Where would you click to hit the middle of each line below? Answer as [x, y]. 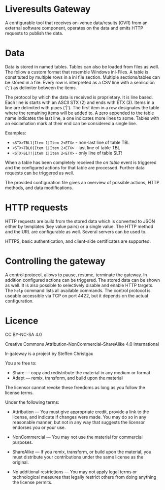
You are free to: [21, 363]
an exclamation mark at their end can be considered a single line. [71, 123]
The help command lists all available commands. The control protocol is [78, 290]
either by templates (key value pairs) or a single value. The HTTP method [79, 226]
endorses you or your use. [39, 427]
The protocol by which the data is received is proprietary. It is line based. [79, 97]
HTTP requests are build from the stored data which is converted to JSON [80, 221]
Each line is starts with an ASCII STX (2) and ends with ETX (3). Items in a [80, 102]
